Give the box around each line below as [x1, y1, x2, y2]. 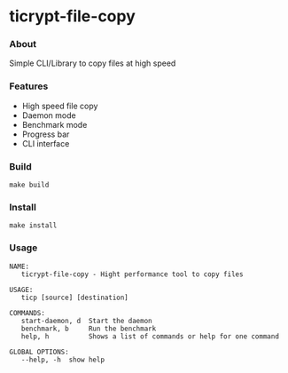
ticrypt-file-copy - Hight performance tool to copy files [20, 269, 244, 279]
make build [9, 180, 50, 190]
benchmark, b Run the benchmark [20, 324, 157, 333]
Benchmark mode [21, 119, 88, 130]
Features [9, 80, 49, 92]
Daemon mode [21, 109, 77, 121]
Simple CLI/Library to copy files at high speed [9, 58, 176, 68]
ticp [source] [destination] [20, 293, 128, 302]
